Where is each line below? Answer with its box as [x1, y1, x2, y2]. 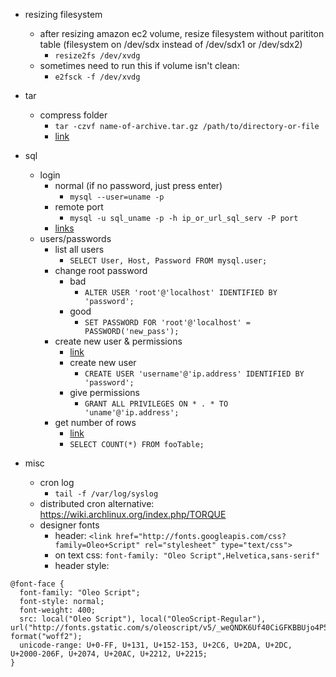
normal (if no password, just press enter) [54, 180, 223, 191]
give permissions [69, 387, 140, 398]
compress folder [39, 109, 108, 121]
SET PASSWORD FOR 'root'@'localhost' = [84, 318, 251, 328]
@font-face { [10, 579, 65, 589]
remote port [54, 201, 104, 213]
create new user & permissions [54, 335, 183, 347]
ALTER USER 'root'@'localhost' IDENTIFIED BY [84, 288, 278, 298]
